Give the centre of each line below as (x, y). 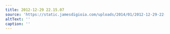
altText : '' (18, 19)
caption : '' (18, 24)
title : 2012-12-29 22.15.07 (35, 10)
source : (13, 14)
